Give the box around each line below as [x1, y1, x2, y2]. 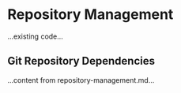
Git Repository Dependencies [7, 54, 156, 68]
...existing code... [7, 32, 64, 41]
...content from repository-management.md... [7, 75, 155, 84]
